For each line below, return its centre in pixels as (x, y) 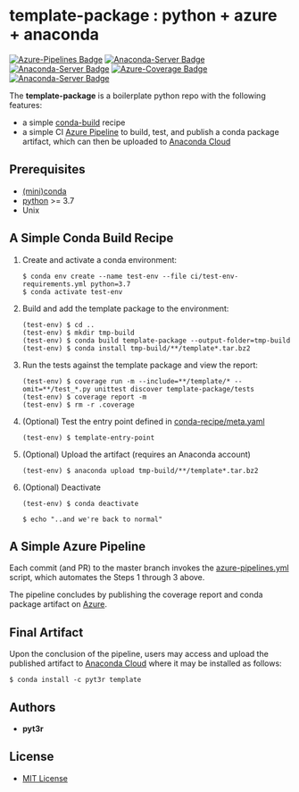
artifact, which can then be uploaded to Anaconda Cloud (126, 141)
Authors (33, 707)
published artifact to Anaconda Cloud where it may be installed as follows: (146, 663)
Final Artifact (46, 632)
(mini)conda (44, 191)
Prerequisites (47, 169)
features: (26, 105)
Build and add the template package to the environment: (125, 308)
